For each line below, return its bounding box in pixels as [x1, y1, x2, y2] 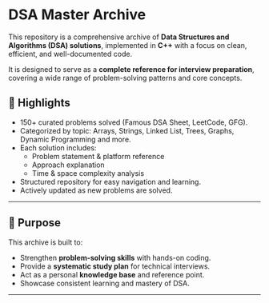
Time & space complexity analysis [31, 168, 145, 177]
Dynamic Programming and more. [19, 134, 131, 144]
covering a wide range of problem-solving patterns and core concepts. [8, 73, 243, 82]
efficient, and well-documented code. [8, 49, 133, 58]
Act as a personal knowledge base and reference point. [19, 269, 205, 279]
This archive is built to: [8, 237, 83, 247]
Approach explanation [31, 160, 106, 169]
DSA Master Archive [8, 6, 147, 24]
